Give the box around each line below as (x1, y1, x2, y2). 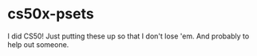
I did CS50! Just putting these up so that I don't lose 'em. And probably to (7, 31, 250, 41)
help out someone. (7, 39, 69, 49)
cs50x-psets (7, 5, 94, 23)
